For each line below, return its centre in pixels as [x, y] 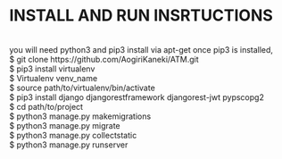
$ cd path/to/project [46, 106]
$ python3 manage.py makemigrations [80, 116]
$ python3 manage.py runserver [69, 145]
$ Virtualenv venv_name [54, 78]
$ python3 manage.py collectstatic [73, 135]
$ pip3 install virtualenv [52, 69]
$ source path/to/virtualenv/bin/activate [83, 88]
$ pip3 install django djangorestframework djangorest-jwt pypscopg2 [137, 97]
